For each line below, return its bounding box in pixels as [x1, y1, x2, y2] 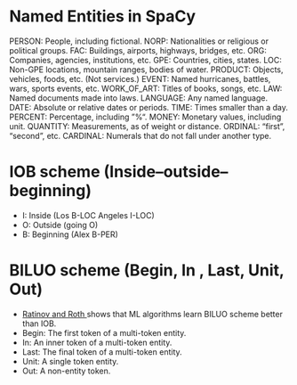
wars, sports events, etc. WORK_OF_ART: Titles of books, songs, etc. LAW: [9, 83, 283, 94]
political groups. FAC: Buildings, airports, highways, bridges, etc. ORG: [9, 45, 267, 55]
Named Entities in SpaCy [9, 6, 197, 27]
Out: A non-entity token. [21, 365, 111, 376]
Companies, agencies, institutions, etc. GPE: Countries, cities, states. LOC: [9, 54, 282, 65]
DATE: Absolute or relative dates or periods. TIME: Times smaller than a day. [9, 102, 289, 112]
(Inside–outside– [103, 162, 229, 182]
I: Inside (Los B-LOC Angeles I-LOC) [21, 209, 156, 220]
